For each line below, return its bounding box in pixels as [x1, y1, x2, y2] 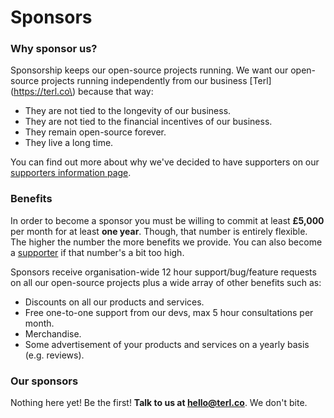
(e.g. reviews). [24, 349, 85, 361]
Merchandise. [24, 327, 82, 340]
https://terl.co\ [13, 86, 73, 98]
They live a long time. [24, 137, 114, 149]
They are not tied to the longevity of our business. [24, 105, 232, 117]
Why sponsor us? [10, 42, 98, 56]
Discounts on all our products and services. [24, 296, 205, 308]
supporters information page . [10, 167, 132, 179]
